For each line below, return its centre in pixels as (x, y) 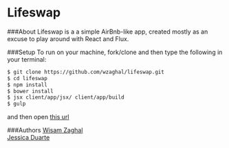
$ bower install (30, 91)
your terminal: (27, 59)
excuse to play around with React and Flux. (68, 38)
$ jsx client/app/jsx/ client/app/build (66, 97)
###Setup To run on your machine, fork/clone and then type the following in (115, 52)
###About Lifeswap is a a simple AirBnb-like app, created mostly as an (108, 32)
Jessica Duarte (29, 138)
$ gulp (17, 104)
